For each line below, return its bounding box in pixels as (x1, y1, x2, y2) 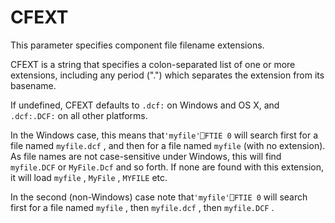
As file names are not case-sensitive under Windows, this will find (10, 150, 282, 162)
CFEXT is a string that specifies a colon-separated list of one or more (10, 58, 296, 70)
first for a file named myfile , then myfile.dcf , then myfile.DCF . (10, 201, 275, 213)
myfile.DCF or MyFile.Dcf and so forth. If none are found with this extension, (10, 161, 325, 173)
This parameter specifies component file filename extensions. (10, 39, 265, 51)
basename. (10, 79, 57, 91)
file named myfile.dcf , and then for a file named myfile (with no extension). (10, 139, 326, 151)
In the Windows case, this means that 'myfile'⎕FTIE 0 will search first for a (10, 129, 318, 141)
